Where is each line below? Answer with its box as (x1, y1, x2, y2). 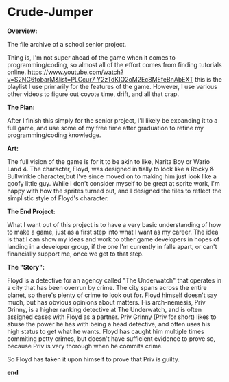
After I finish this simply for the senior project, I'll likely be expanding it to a (7, 116, 218, 124)
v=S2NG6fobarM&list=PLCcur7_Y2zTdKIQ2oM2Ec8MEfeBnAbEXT (7, 75, 193, 83)
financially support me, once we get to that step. (7, 250, 144, 258)
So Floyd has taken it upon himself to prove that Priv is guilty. (7, 355, 180, 363)
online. (7, 68, 26, 76)
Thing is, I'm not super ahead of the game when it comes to (7, 53, 176, 62)
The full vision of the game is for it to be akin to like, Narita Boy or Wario (7, 157, 210, 165)
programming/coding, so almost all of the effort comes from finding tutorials (7, 60, 222, 69)
